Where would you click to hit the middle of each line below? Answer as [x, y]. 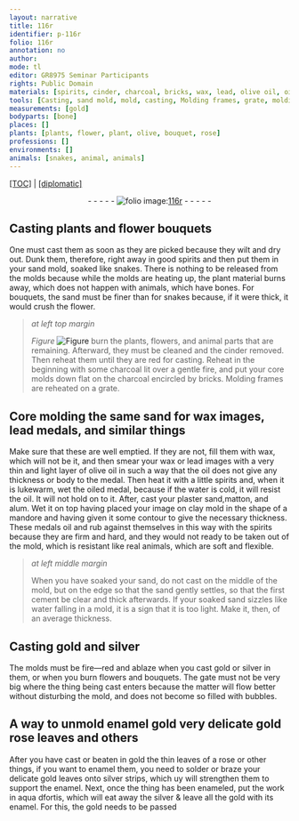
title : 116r [31, 26]
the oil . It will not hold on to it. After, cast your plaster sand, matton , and [139, 499]
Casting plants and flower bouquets [110, 228]
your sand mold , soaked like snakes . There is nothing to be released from [144, 269]
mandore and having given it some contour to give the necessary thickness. [148, 518]
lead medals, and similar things [97, 430]
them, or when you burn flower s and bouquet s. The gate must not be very [145, 677]
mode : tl [25, 68]
